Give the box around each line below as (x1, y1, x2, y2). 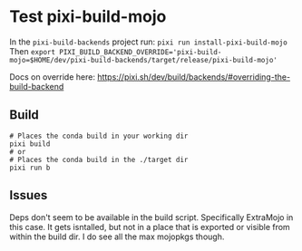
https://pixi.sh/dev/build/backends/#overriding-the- (96, 71, 291, 82)
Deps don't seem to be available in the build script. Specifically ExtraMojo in (9, 211, 294, 223)
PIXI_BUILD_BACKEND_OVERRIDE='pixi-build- (58, 47, 222, 56)
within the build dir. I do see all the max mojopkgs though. (9, 231, 225, 242)
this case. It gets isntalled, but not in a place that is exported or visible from (9, 221, 290, 232)
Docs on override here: (9, 71, 95, 82)
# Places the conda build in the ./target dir (9, 155, 189, 164)
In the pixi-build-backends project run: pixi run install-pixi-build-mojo (9, 36, 287, 47)
